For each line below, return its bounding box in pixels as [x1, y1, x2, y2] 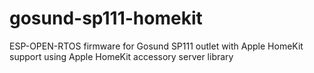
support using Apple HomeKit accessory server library [9, 50, 234, 62]
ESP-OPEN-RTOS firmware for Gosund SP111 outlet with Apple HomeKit [9, 40, 304, 52]
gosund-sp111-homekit [9, 7, 203, 30]
